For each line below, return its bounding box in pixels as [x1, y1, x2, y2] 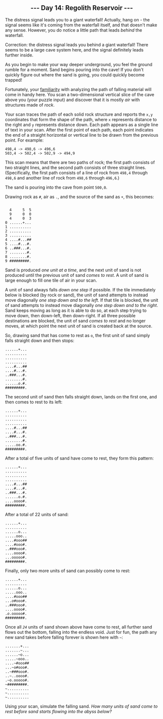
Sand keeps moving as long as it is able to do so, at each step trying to [5, 307, 147, 313]
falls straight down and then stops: [5, 338, 74, 343]
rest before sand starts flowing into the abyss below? [5, 708, 112, 714]
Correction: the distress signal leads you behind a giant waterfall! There [5, 41, 148, 48]
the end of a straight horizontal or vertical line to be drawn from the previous [5, 132, 159, 138]
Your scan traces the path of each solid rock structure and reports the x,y [5, 111, 153, 117]
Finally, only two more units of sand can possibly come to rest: [5, 568, 130, 574]
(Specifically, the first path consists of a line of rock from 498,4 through [5, 170, 148, 176]
